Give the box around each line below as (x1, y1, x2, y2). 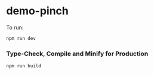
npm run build (6, 63, 42, 69)
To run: (6, 24, 24, 31)
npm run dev (6, 35, 36, 41)
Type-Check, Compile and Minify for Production (6, 49, 149, 58)
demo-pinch (6, 4, 69, 18)
